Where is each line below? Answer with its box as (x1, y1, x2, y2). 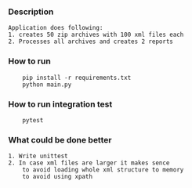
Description (8, 6, 54, 17)
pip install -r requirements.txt (22, 74, 132, 81)
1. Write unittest (8, 152, 68, 161)
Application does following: (8, 24, 103, 32)
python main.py (22, 81, 72, 89)
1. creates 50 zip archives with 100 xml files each (8, 31, 184, 39)
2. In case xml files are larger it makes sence (8, 159, 170, 167)
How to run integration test (8, 99, 113, 110)
